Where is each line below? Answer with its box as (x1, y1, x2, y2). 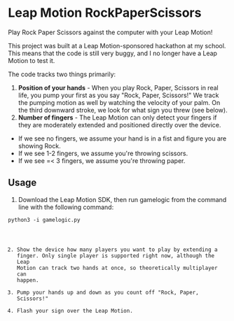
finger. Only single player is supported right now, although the (17, 252, 215, 259)
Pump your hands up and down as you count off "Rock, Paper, (17, 289, 199, 296)
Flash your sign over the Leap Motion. (17, 307, 134, 314)
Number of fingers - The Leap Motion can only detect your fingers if (18, 113, 217, 122)
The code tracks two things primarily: (8, 70, 116, 78)
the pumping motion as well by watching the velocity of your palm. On (18, 98, 221, 106)
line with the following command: (18, 203, 114, 211)
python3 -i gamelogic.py (8, 216, 81, 223)
